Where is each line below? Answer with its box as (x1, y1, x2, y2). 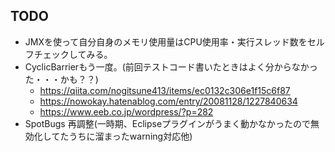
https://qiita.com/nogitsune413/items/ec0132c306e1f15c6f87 (39, 84, 291, 96)
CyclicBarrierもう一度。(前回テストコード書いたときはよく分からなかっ (24, 60, 318, 73)
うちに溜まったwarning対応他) (68, 130, 193, 142)
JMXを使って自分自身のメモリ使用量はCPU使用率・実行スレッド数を (24, 35, 308, 48)
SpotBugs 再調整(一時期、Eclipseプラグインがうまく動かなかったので (24, 117, 312, 129)
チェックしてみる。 (33, 48, 113, 60)
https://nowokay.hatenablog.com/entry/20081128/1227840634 (39, 95, 298, 107)
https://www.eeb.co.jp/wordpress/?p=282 (39, 105, 214, 118)
